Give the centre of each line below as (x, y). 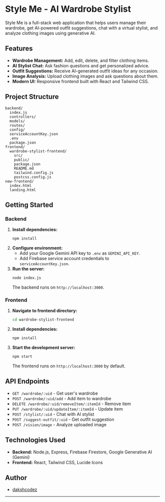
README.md (24, 168)
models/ (17, 121)
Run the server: (28, 269)
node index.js (27, 278)
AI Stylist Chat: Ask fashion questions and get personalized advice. (81, 65)
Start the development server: (44, 348)
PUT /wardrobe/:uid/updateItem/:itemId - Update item (68, 409)
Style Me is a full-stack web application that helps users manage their (76, 23)
